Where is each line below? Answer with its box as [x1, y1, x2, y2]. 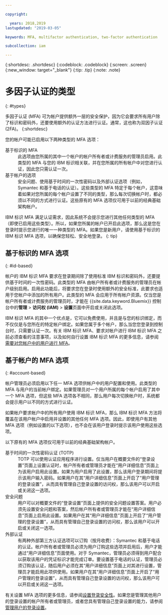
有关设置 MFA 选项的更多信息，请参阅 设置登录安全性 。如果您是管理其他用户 [5, 592, 161, 598]
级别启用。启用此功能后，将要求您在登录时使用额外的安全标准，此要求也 [9, 285, 158, 291]
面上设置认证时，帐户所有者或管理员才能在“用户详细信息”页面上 [28, 462, 159, 468]
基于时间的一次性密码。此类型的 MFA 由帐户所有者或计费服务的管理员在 [9, 279, 157, 285]
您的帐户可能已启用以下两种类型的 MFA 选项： [5, 136, 100, 143]
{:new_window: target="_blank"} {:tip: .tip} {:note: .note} [5, 67, 121, 73]
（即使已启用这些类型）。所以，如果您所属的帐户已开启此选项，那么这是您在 [5, 221, 161, 227]
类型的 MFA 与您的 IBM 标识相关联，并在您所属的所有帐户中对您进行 [17, 160, 158, 166]
